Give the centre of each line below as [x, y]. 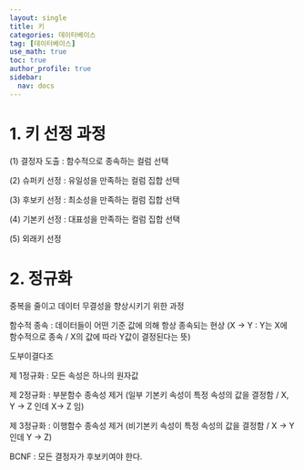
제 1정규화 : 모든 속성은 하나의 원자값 [74, 375]
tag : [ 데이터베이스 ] [42, 43]
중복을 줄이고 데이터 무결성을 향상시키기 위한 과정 [97, 306]
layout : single [38, 18]
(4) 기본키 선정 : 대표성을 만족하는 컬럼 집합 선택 [95, 219]
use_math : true [38, 52]
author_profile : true [51, 69]
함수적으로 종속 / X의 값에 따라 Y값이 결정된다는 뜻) [100, 336]
